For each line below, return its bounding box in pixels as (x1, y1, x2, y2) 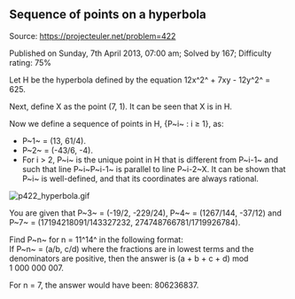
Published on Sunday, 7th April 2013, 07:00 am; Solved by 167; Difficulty (9, 48, 272, 59)
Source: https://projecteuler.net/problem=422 (9, 30, 176, 41)
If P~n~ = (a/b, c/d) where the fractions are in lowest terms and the (9, 243, 254, 254)
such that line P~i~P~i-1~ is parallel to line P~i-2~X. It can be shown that (21, 163, 286, 174)
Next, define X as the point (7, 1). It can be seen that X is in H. (9, 101, 233, 112)
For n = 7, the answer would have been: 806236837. (9, 279, 199, 290)
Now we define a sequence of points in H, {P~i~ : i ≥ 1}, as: (9, 118, 224, 129)
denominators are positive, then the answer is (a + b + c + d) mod (9, 253, 249, 264)
